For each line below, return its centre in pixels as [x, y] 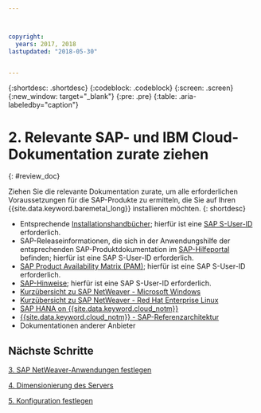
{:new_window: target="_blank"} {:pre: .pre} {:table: [93, 96]
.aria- [187, 96]
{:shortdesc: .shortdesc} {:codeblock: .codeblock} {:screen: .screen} [121, 88]
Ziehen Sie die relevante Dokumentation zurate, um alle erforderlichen [123, 191]
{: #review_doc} [34, 176]
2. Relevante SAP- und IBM [99, 137]
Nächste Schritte [51, 350]
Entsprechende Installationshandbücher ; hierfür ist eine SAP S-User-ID [136, 224]
